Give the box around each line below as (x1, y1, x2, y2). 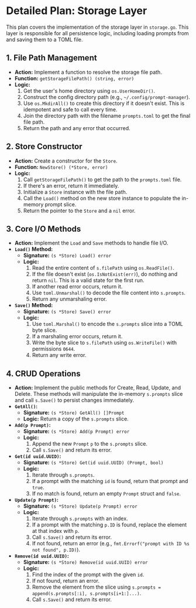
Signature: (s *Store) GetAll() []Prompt (23, 409, 125, 416)
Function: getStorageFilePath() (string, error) (14, 74, 135, 81)
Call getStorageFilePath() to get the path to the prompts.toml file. (23, 176, 182, 183)
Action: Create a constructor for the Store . (14, 157, 118, 164)
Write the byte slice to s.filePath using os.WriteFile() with (32, 339, 177, 347)
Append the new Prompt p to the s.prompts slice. (32, 440, 148, 447)
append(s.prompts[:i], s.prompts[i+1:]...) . (32, 590, 142, 597)
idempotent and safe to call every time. (23, 106, 118, 113)
